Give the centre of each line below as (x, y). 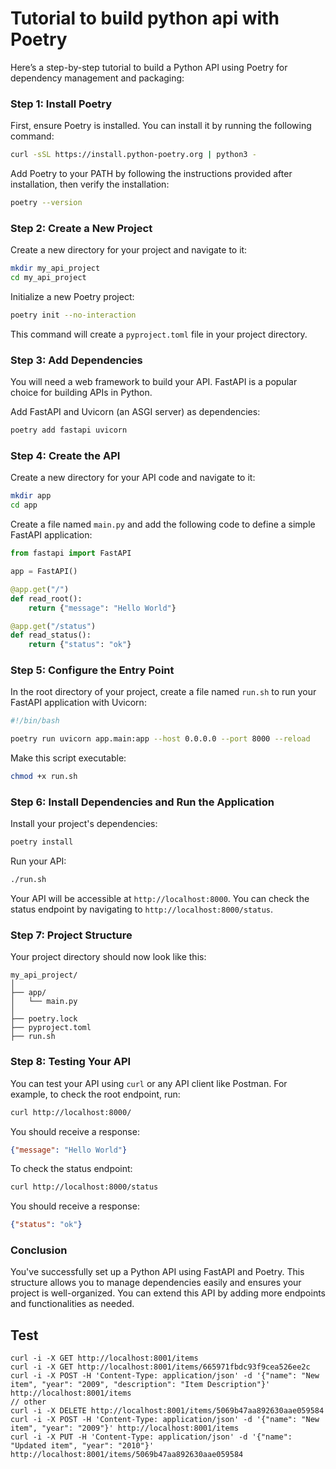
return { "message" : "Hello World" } (102, 608)
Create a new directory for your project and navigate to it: (129, 250)
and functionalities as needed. (72, 1304)
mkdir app (31, 496)
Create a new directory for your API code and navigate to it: (133, 478)
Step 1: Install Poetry (61, 104)
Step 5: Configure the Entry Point (92, 670)
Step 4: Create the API (65, 455)
